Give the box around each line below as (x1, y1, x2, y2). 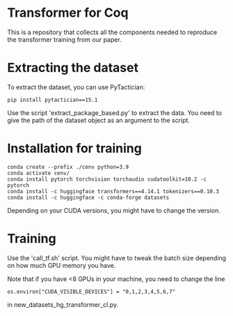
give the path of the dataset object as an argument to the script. (7, 116, 190, 124)
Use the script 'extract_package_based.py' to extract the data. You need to (7, 108, 223, 116)
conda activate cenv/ (7, 170, 70, 176)
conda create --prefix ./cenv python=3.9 (7, 163, 129, 170)
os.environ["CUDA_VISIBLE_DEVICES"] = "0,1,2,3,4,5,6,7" (7, 288, 176, 295)
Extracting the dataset (7, 60, 139, 76)
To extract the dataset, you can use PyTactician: (7, 82, 145, 91)
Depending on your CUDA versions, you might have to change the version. (7, 206, 221, 214)
